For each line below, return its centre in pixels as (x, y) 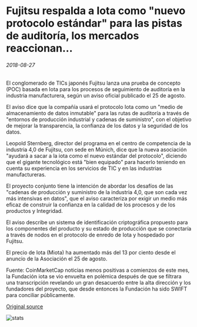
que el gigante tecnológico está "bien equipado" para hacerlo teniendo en (96, 162)
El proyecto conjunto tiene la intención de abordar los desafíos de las (90, 186)
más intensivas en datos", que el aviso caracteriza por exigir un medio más (97, 199)
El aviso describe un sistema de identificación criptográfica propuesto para (97, 222)
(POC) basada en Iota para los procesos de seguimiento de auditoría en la (96, 89)
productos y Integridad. (34, 211)
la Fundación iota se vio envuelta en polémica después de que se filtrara (94, 276)
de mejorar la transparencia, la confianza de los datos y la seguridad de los (97, 126)
